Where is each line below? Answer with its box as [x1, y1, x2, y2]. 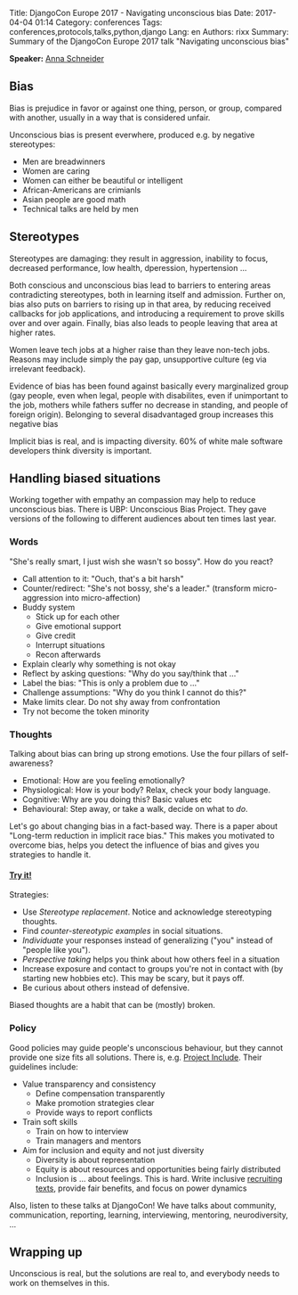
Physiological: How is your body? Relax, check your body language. [21, 784, 271, 796]
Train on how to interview [35, 1126, 129, 1136]
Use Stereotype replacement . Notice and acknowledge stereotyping [21, 906, 272, 917]
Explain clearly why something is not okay [21, 659, 176, 669]
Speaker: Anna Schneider [9, 53, 105, 63]
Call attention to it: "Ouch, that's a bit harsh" [21, 573, 184, 584]
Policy [9, 1022, 37, 1035]
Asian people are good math [21, 193, 126, 204]
